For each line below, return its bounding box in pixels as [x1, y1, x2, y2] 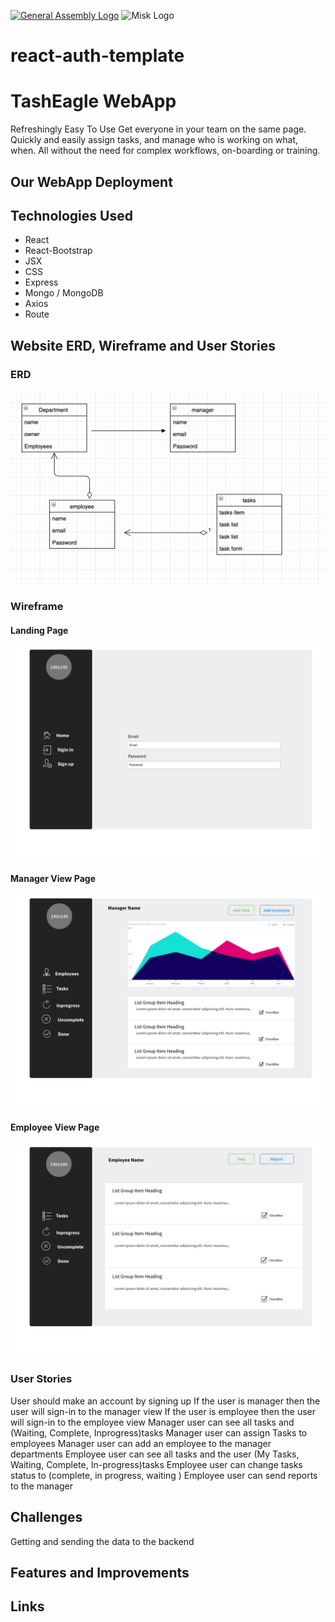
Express [24, 276, 59, 289]
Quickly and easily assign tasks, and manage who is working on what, [10, 134, 299, 146]
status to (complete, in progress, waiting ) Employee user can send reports [10, 1469, 318, 1481]
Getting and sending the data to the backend [10, 1535, 195, 1547]
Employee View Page [10, 1121, 100, 1134]
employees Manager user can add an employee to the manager [10, 1437, 272, 1449]
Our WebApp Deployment [10, 173, 173, 190]
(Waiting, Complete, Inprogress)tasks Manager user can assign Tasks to [10, 1426, 308, 1439]
